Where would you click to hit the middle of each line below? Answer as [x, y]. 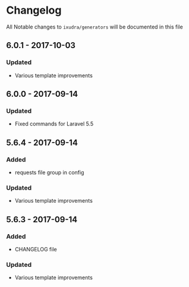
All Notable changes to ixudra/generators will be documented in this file [94, 27]
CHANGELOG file [36, 249]
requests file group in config [49, 172]
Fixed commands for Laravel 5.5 [54, 124]
